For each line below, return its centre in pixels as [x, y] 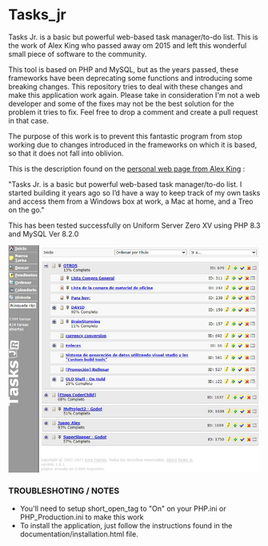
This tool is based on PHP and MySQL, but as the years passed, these [124, 69]
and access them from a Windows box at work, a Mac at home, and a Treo [131, 201]
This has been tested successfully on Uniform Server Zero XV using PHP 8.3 [134, 225]
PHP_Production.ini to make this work [82, 517]
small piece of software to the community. [78, 54]
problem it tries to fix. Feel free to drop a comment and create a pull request [133, 112]
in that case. [29, 120]
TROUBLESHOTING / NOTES [64, 491]
